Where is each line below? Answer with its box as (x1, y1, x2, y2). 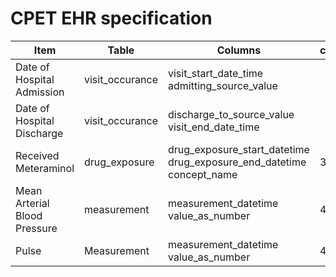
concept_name (167, 167, 238, 181)
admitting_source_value (167, 78, 278, 92)
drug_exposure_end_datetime (167, 155, 307, 169)
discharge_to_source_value (167, 107, 295, 121)
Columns (216, 43, 262, 57)
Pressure (15, 221, 58, 235)
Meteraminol (15, 161, 75, 175)
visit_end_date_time (167, 120, 260, 134)
